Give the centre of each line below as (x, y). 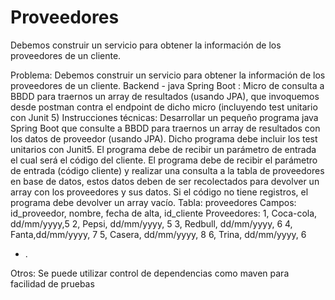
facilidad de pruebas (52, 283)
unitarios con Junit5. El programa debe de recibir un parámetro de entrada (163, 149)
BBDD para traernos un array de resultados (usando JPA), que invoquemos (165, 96)
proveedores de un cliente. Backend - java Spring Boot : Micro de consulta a (167, 85)
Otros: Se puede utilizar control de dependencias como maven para (150, 273)
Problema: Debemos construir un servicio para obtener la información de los (168, 75)
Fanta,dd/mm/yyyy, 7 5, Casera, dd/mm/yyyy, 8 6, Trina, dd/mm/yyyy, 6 (158, 234)
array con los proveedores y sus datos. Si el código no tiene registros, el (159, 192)
